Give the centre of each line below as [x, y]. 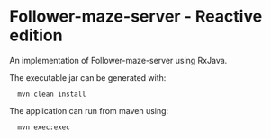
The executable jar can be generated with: [88, 77]
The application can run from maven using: [89, 110]
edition [36, 35]
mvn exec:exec [44, 127]
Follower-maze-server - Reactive [136, 17]
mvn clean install [52, 94]
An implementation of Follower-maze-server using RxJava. [118, 60]
